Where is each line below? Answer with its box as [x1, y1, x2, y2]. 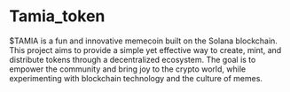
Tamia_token [9, 6, 106, 27]
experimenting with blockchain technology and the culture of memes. [9, 73, 263, 83]
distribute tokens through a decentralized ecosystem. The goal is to [9, 54, 256, 65]
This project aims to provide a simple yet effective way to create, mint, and [9, 44, 282, 55]
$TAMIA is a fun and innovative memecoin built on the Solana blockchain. [9, 35, 278, 46]
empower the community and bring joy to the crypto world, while [9, 64, 247, 74]
